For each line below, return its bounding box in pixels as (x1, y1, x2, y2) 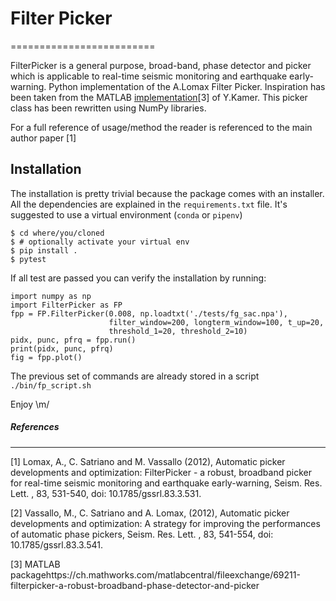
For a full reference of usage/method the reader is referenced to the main (10, 121, 313, 133)
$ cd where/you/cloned (10, 228, 105, 238)
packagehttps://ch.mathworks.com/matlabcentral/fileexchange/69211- (10, 568, 301, 581)
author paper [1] (10, 132, 77, 144)
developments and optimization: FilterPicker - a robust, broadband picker (10, 466, 312, 478)
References (10, 421, 60, 433)
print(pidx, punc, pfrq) (10, 343, 114, 354)
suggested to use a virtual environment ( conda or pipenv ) (10, 208, 243, 221)
